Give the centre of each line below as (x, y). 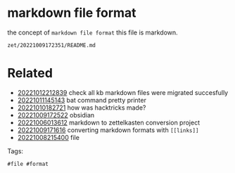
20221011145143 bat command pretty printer (82, 100)
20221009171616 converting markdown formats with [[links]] (108, 130)
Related (30, 73)
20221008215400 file (48, 137)
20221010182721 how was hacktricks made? (82, 108)
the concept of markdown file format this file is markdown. (93, 32)
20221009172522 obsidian (56, 115)
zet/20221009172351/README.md (52, 45)
